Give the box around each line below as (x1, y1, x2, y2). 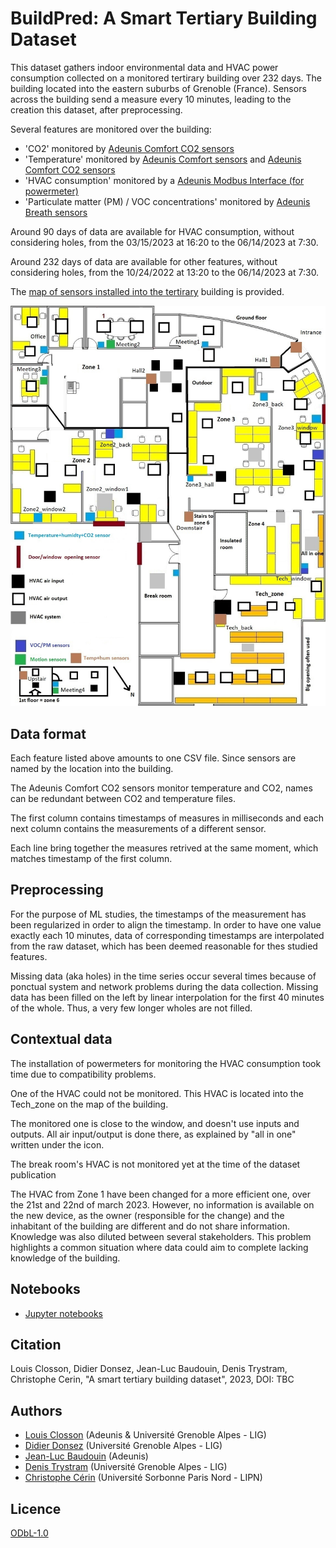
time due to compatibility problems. (10, 1068, 157, 1080)
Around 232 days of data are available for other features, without (10, 255, 278, 267)
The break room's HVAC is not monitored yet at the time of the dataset (10, 1158, 301, 1170)
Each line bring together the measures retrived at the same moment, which (10, 842, 319, 854)
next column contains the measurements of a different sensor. (10, 823, 267, 835)
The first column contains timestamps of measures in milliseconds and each (10, 812, 325, 824)
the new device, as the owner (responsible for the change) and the (10, 1209, 285, 1221)
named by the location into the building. (10, 763, 174, 775)
